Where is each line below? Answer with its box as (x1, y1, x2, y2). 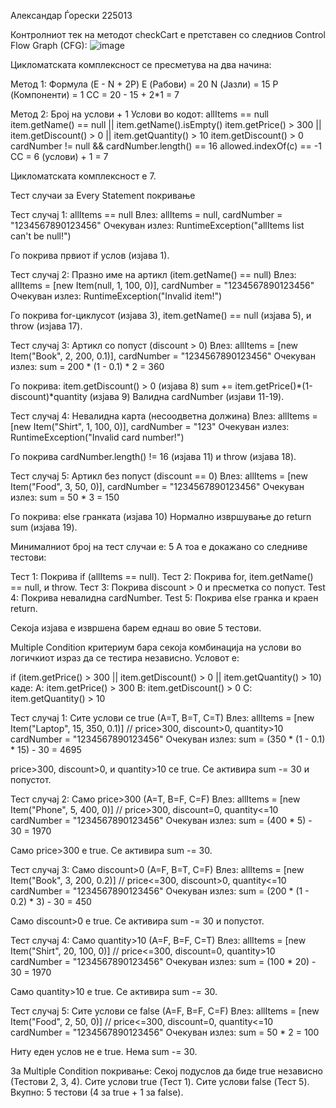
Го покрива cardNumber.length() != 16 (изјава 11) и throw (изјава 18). (10, 451, 297, 462)
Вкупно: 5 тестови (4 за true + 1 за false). (10, 1086, 184, 1098)
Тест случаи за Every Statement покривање (10, 190, 196, 201)
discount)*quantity (10, 391, 88, 402)
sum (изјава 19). (10, 521, 78, 533)
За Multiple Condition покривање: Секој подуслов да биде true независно (10, 1065, 323, 1077)
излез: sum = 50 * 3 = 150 (10, 491, 120, 503)
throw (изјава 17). (10, 320, 83, 332)
